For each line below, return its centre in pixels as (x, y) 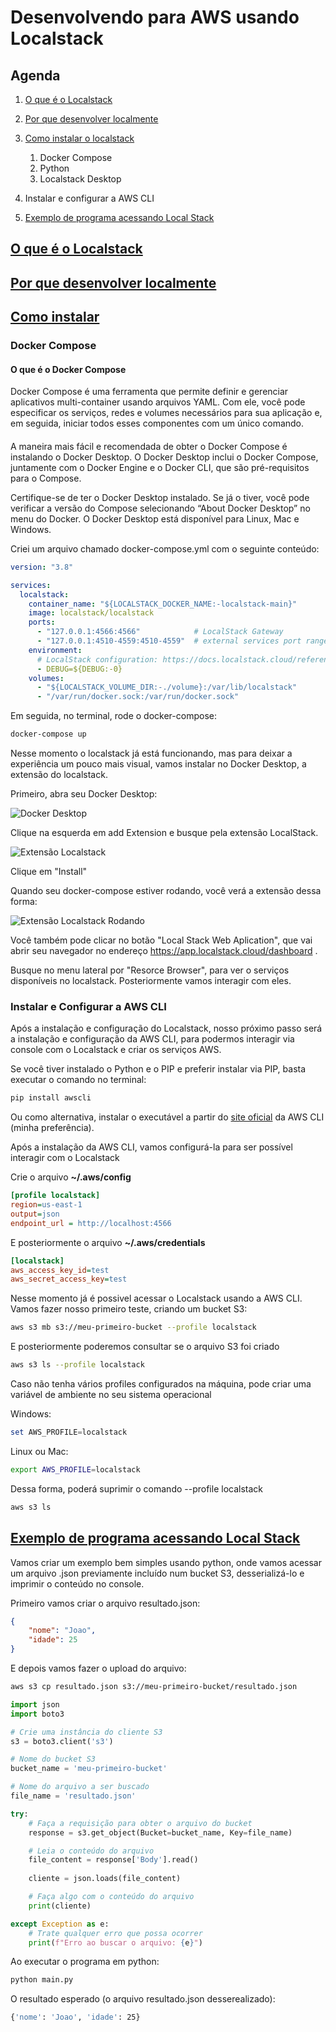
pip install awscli (51, 1098)
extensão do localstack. (59, 775)
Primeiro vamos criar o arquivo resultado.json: (105, 1603)
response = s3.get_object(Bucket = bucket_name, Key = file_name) (160, 1832)
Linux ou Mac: (39, 1451)
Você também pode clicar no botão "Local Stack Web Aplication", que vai (161, 940)
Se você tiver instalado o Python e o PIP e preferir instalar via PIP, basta (158, 1069)
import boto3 (37, 1714)
